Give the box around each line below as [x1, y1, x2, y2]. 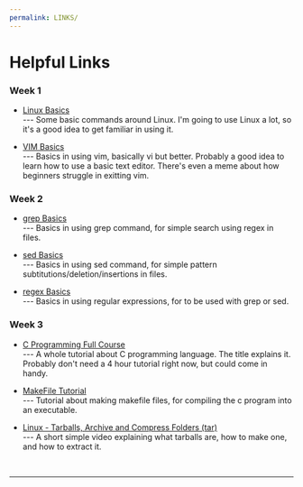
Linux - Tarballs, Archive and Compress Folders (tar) [22, 421, 218, 433]
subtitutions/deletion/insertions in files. [22, 269, 168, 280]
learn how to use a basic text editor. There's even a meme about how [22, 161, 280, 171]
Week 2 [9, 193, 43, 206]
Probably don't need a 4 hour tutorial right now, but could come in [22, 358, 268, 369]
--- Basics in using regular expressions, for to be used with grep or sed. [22, 296, 289, 307]
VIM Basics [22, 142, 65, 152]
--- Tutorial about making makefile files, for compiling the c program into [22, 394, 292, 406]
